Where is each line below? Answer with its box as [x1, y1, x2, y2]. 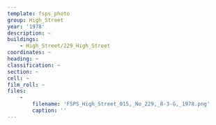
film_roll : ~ [7, 81, 45, 88]
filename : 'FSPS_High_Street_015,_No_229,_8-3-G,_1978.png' [32, 101, 210, 108]
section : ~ [7, 68, 39, 75]
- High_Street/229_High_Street [20, 42, 111, 49]
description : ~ [7, 29, 52, 37]
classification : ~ [7, 62, 61, 69]
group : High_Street [7, 17, 64, 24]
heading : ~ [7, 56, 39, 62]
